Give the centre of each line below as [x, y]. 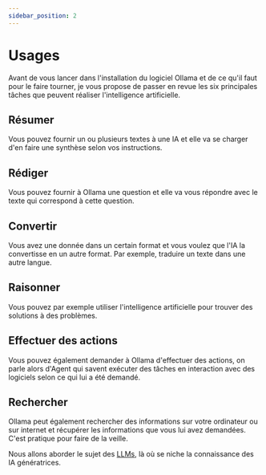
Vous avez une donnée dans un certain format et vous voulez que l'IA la [127, 245]
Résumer [31, 120]
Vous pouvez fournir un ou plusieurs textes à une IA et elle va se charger [128, 139]
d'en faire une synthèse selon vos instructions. [85, 148]
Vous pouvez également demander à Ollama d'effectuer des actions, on [127, 360]
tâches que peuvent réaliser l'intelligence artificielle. [95, 95]
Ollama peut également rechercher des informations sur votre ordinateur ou [133, 421]
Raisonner [34, 288]
